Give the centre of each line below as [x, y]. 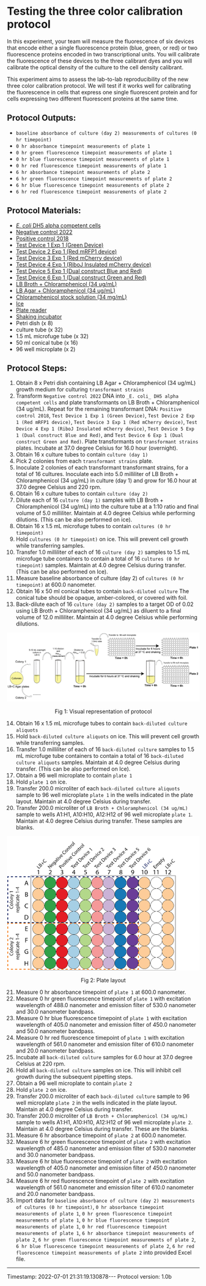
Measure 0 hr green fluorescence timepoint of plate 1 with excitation [103, 999]
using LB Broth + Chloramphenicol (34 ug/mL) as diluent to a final [98, 611]
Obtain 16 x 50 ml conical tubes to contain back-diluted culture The [102, 591]
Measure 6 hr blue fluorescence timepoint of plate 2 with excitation [101, 1162]
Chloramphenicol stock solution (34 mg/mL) [71, 297]
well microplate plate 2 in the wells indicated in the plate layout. [97, 1103]
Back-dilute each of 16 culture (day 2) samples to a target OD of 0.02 [105, 604]
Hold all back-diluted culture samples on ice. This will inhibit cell [98, 1070]
